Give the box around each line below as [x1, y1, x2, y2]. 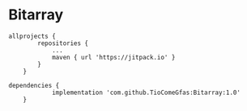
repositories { [37, 39, 89, 47]
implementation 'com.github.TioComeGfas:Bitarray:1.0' [51, 88, 241, 97]
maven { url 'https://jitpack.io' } [51, 53, 176, 61]
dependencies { [8, 81, 60, 89]
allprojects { [8, 32, 57, 40]
